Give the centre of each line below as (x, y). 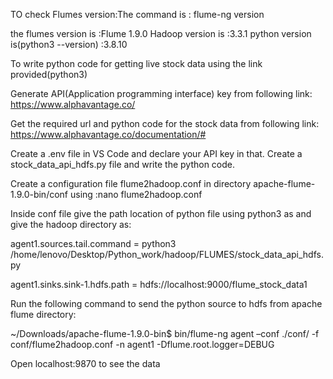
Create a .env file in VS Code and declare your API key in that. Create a (156, 153)
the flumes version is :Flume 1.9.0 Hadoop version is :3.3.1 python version (161, 33)
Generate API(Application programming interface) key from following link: (161, 93)
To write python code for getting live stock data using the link (136, 63)
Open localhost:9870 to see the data (85, 363)
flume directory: (43, 314)
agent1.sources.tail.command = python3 (93, 243)
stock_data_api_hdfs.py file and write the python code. (123, 164)
